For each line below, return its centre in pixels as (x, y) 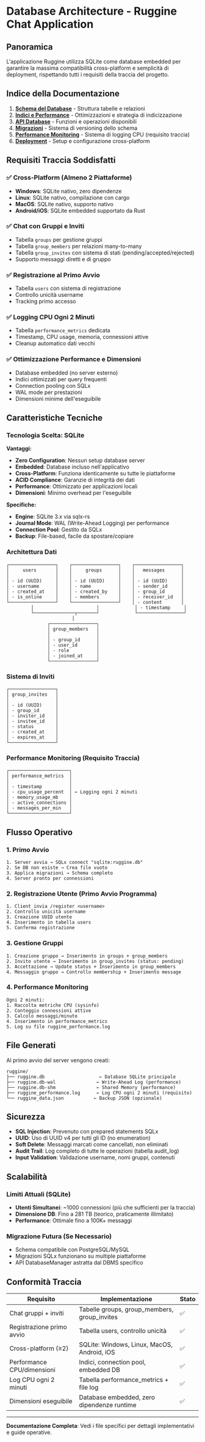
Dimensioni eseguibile (41, 1401)
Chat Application (50, 24)
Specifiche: (21, 505)
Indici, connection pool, (113, 1362)
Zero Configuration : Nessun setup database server (80, 461)
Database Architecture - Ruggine (92, 11)
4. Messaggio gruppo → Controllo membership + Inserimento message (94, 972)
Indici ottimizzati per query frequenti (61, 379)
